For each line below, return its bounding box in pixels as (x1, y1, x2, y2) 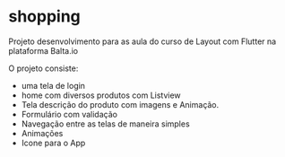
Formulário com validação (21, 109, 118, 119)
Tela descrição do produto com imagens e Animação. (21, 99, 220, 109)
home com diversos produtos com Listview (21, 90, 181, 100)
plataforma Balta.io (8, 45, 78, 56)
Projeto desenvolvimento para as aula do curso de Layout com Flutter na (8, 36, 277, 47)
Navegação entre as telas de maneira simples (21, 118, 190, 129)
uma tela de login (21, 80, 86, 91)
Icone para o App (21, 137, 86, 148)
